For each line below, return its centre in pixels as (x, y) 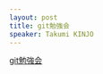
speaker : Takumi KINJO (51, 34)
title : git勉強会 (39, 26)
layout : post (34, 17)
